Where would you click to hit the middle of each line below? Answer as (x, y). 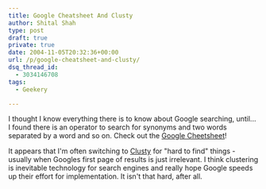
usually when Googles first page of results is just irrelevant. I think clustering (133, 160)
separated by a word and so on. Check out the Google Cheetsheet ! (118, 136)
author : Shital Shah (42, 23)
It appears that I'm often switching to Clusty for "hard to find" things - (122, 151)
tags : (17, 82)
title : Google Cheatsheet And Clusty (71, 15)
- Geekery (31, 89)
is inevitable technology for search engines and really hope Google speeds (131, 168)
